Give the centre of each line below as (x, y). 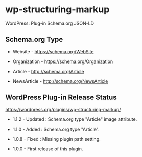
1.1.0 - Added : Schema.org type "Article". (56, 129)
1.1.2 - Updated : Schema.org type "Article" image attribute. (75, 119)
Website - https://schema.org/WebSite (53, 51)
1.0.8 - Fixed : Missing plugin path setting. (56, 139)
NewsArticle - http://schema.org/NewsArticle (60, 81)
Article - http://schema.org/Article (48, 71)
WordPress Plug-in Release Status (61, 97)
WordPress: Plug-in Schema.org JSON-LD (50, 23)
